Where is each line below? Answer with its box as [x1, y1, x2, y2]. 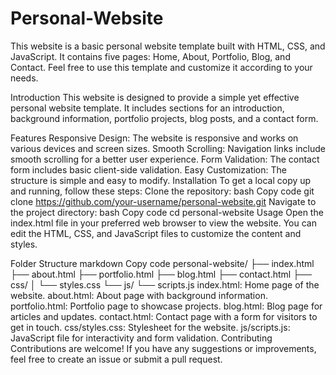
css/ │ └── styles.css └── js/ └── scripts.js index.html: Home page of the [10, 278, 320, 291]
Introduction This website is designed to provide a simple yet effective [10, 91, 300, 103]
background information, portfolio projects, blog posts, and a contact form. [10, 112, 319, 124]
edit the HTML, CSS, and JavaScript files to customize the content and [10, 227, 302, 239]
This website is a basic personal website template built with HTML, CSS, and [10, 40, 326, 52]
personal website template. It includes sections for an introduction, [10, 102, 285, 114]
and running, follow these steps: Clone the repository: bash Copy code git [10, 185, 315, 197]
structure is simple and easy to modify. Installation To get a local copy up [10, 174, 312, 186]
